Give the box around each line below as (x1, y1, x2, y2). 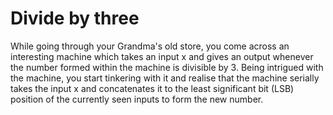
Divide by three (10, 7, 140, 30)
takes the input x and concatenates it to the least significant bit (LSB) (10, 82, 295, 94)
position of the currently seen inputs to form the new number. (10, 93, 264, 105)
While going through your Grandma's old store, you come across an (10, 40, 290, 52)
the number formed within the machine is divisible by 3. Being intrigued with (10, 61, 324, 73)
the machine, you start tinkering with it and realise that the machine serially (10, 72, 320, 84)
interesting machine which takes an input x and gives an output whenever (10, 50, 314, 62)
